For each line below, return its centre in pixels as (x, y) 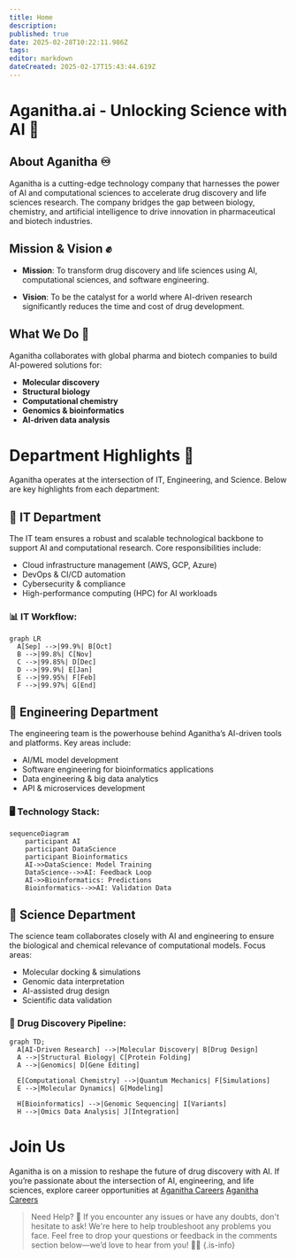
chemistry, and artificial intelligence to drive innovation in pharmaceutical (142, 211)
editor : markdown (41, 58)
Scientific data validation (67, 1000)
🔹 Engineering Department (84, 712)
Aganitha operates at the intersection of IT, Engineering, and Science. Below (148, 480)
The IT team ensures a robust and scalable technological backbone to (136, 539)
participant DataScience (71, 849)
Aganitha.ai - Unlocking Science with (148, 111)
